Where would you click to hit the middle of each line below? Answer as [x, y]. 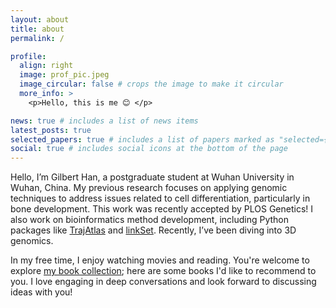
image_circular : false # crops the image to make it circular [151, 84]
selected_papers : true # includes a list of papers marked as [142, 139]
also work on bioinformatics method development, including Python [150, 220]
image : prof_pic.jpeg [64, 75]
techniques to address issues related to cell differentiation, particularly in [160, 198]
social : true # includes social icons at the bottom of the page [149, 149]
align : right [46, 66]
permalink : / [37, 38]
